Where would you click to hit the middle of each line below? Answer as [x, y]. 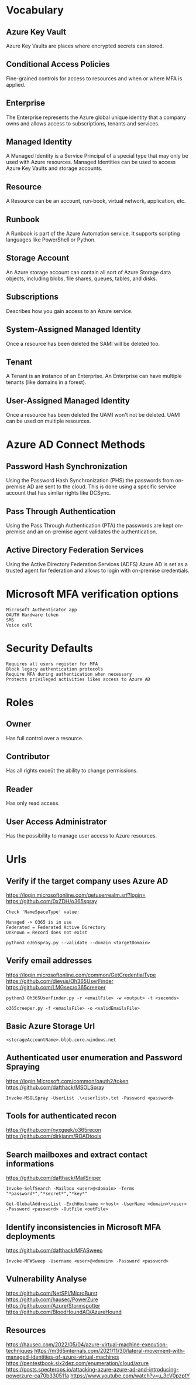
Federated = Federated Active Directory [56, 928]
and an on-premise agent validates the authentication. [92, 532]
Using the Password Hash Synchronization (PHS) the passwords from [90, 481]
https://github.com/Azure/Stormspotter [53, 1305]
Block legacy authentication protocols [55, 669]
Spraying [23, 1067]
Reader [20, 789]
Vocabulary [35, 10]
